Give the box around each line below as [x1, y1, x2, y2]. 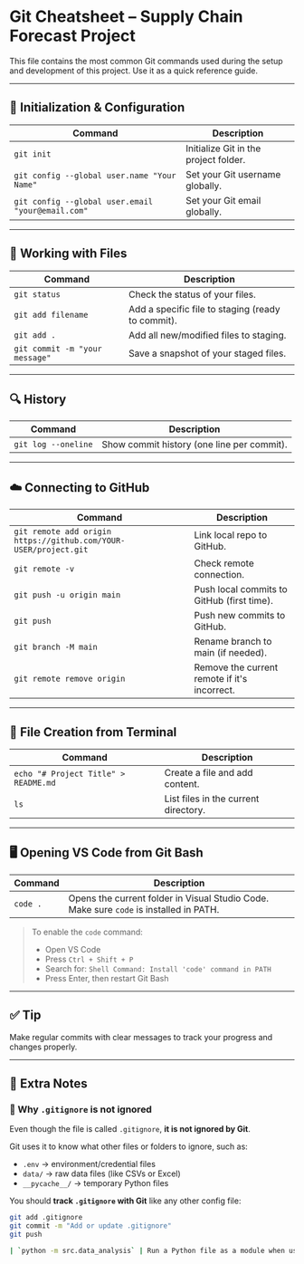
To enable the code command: [31, 926, 143, 937]
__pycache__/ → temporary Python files [22, 1178, 169, 1189]
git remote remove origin [14, 674, 126, 685]
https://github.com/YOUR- [14, 536, 126, 546]
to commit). [128, 314, 178, 327]
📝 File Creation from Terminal [9, 724, 177, 740]
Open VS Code [44, 943, 101, 954]
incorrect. [194, 684, 235, 696]
